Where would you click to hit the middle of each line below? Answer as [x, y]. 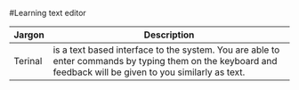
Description [169, 35]
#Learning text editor [48, 13]
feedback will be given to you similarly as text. [149, 72]
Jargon [29, 35]
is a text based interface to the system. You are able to [166, 50]
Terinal [28, 61]
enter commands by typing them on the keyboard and [165, 61]
